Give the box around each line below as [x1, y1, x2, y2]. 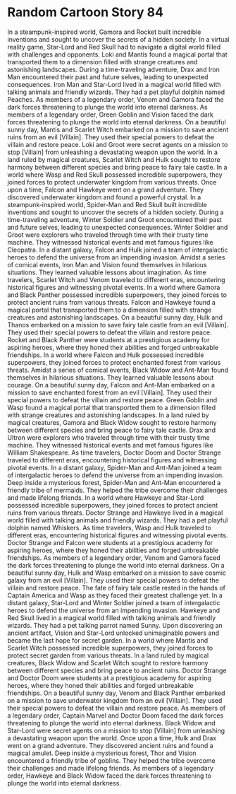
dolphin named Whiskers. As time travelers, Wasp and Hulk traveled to [7, 523, 212, 532]
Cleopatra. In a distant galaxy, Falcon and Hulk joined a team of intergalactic [7, 245, 228, 254]
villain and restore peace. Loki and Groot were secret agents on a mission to [7, 140, 228, 148]
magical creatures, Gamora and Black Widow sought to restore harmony [7, 418, 217, 426]
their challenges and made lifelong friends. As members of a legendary [7, 764, 213, 772]
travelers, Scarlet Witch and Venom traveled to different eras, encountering [7, 275, 225, 284]
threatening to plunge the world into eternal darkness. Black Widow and [7, 718, 216, 727]
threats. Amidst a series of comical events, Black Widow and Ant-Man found [7, 366, 229, 374]
